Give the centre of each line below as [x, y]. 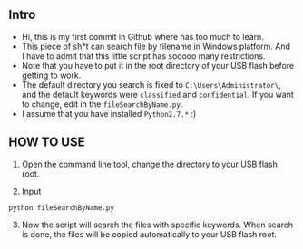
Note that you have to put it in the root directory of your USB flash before [158, 65]
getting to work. [51, 75]
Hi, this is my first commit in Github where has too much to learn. [142, 36]
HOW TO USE [47, 143]
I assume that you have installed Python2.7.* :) [109, 113]
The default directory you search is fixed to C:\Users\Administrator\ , [151, 84]
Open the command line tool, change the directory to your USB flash [149, 164]
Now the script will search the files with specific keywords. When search [157, 225]
